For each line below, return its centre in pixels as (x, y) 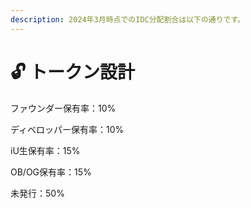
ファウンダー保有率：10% (63, 108)
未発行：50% (37, 193)
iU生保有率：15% (45, 150)
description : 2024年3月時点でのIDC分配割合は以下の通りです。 (128, 19)
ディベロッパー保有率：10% (67, 129)
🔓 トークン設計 (72, 72)
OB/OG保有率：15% (51, 172)
